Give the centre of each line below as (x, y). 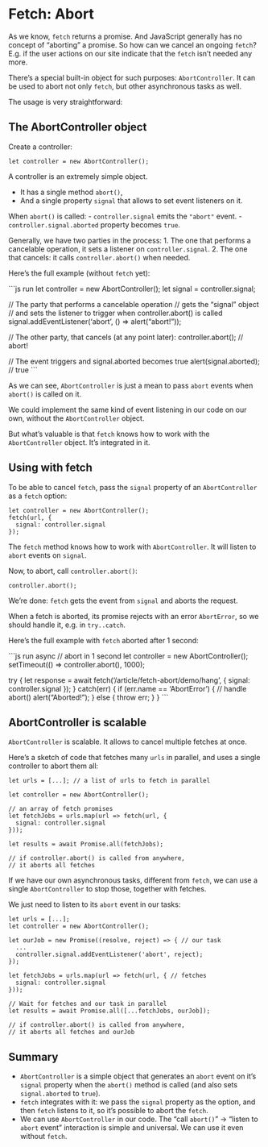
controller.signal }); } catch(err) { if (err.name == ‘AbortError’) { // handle (128, 688)
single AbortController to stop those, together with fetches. (107, 889)
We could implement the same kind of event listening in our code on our (128, 409)
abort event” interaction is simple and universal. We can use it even (132, 1128)
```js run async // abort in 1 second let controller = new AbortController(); (128, 656)
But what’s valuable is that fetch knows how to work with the (109, 434)
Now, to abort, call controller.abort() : (73, 571)
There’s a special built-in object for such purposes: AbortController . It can (132, 77)
